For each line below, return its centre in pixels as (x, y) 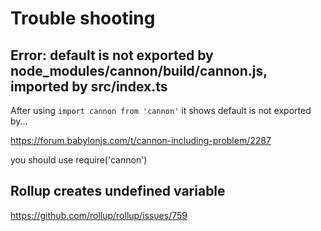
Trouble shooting (83, 18)
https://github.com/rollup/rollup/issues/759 (99, 215)
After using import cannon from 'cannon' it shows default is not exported (161, 110)
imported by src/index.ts (89, 86)
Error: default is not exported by (112, 55)
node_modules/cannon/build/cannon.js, (139, 70)
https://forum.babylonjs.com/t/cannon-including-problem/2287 (141, 140)
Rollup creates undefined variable (118, 191)
